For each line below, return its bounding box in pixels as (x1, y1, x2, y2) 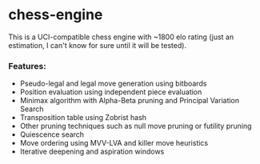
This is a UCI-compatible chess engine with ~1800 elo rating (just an (8, 32, 234, 42)
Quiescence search (19, 130, 85, 139)
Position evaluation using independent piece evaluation (19, 87, 202, 97)
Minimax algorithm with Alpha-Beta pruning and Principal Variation (19, 96, 240, 106)
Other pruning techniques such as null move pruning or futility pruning (19, 122, 252, 131)
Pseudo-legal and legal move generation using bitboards (19, 78, 207, 89)
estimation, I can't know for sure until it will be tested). (8, 40, 186, 50)
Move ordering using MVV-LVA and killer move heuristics (19, 138, 209, 148)
